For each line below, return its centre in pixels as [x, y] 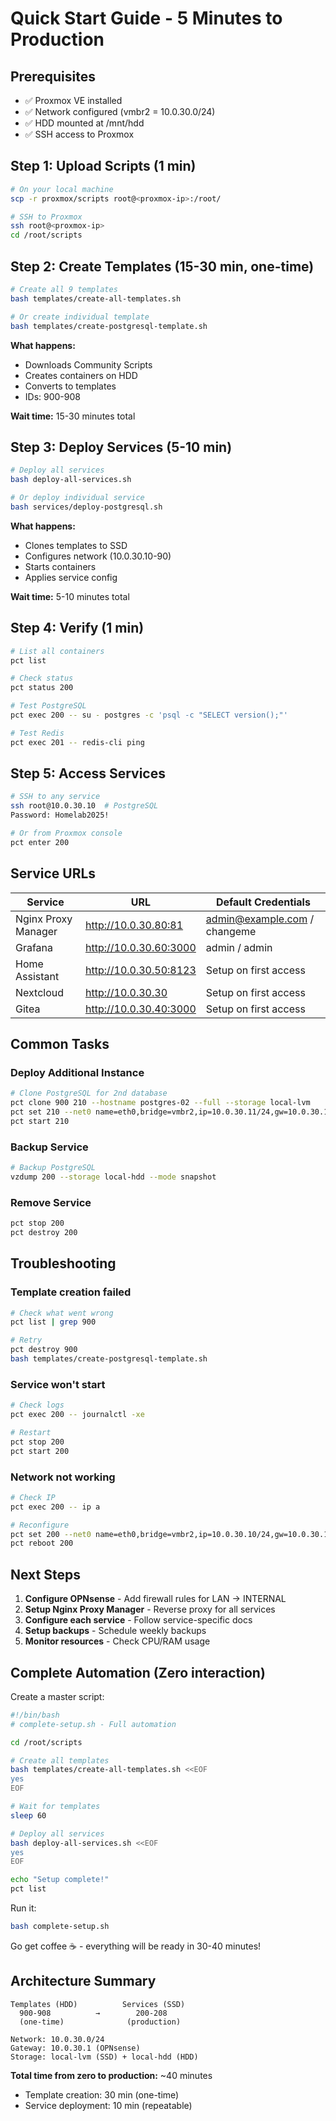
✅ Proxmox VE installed [73, 100]
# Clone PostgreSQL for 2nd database [89, 1093]
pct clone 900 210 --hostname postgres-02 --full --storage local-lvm [160, 1103]
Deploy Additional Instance [77, 1072]
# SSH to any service [55, 797]
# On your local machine [62, 189]
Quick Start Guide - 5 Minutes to [146, 18]
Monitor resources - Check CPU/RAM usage [117, 1641]
